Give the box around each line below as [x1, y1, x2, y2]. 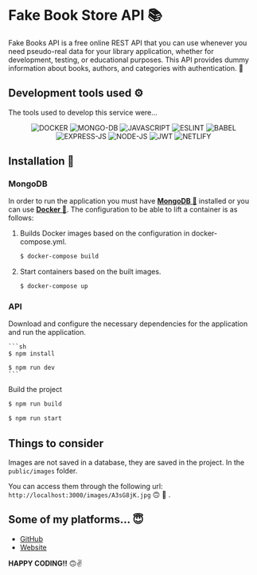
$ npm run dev [8, 363, 56, 372]
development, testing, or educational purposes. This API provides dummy [8, 55, 249, 64]
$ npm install [8, 350, 56, 358]
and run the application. [8, 328, 86, 337]
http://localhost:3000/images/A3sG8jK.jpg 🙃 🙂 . [8, 490, 171, 499]
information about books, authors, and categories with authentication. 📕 [8, 63, 244, 72]
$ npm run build [8, 400, 62, 408]
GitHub [19, 534, 44, 543]
